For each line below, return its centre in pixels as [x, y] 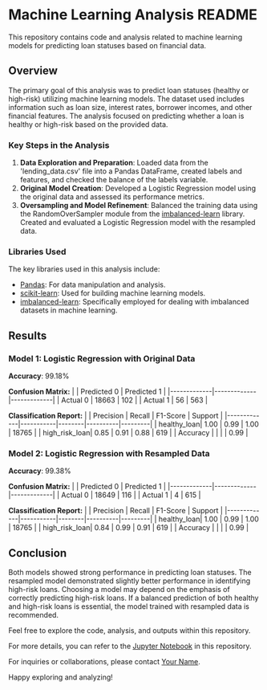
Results [28, 335]
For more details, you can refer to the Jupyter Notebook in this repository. [130, 646]
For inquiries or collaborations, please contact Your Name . [104, 662]
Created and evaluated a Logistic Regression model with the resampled [138, 223]
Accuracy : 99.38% [40, 471]
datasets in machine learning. [69, 310]
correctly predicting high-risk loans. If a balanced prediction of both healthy [133, 598]
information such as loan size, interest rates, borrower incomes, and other [130, 107]
